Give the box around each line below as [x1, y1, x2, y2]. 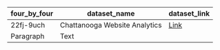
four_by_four [10, 9, 54, 18]
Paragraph [10, 32, 45, 40]
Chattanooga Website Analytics [59, 21, 162, 29]
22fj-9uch [10, 21, 46, 29]
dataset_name [87, 9, 135, 18]
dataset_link [168, 9, 210, 18]
